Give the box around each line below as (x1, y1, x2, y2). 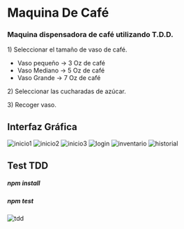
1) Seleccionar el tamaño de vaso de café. (7, 45, 128, 54)
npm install (7, 179, 40, 187)
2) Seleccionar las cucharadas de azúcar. (7, 87, 127, 95)
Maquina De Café (7, 5, 109, 21)
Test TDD (7, 159, 49, 171)
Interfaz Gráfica (7, 120, 78, 133)
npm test (7, 196, 33, 205)
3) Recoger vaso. (7, 101, 57, 109)
